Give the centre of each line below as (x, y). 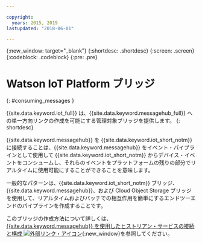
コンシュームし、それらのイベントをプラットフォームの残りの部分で (106, 163)
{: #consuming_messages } (40, 101)
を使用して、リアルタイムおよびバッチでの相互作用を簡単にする (85, 198)
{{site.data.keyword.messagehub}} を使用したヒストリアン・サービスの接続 (100, 226)
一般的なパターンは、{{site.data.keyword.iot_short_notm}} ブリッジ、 (92, 183)
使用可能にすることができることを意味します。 (96, 170)
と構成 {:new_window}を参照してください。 (90, 234)
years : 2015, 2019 (35, 23)
